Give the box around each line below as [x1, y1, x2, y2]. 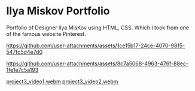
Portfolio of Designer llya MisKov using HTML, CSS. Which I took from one [6, 24, 190, 31]
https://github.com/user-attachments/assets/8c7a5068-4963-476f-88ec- [6, 60, 189, 67]
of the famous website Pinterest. [6, 30, 87, 37]
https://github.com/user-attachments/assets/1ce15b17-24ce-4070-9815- [6, 42, 185, 49]
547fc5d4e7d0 [6, 48, 43, 55]
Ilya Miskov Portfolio [6, 4, 110, 18]
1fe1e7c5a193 [6, 66, 39, 73]
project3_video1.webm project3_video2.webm [6, 78, 118, 85]
